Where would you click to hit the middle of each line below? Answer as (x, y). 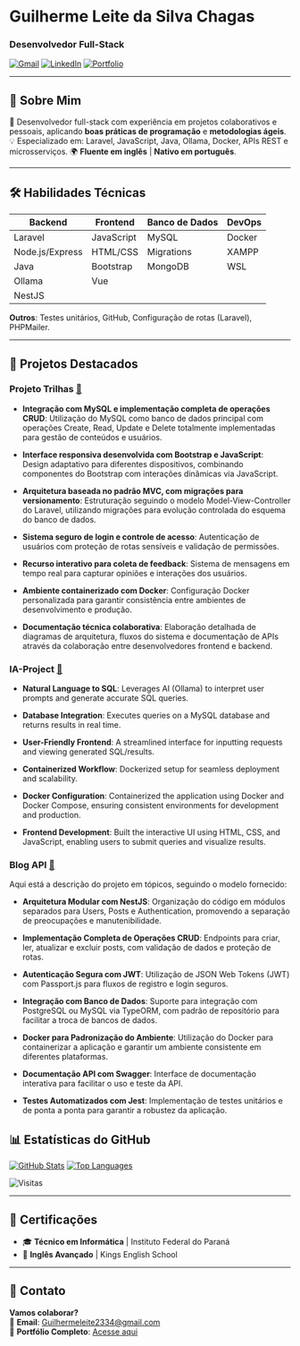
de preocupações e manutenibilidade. (92, 921)
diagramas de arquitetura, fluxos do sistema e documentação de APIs (150, 636)
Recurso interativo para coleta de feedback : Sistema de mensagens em (156, 563)
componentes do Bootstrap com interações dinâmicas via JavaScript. (150, 473)
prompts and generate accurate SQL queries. (105, 698)
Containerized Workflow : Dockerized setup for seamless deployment (150, 769)
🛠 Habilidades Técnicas (78, 193)
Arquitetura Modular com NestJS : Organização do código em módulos (154, 902)
